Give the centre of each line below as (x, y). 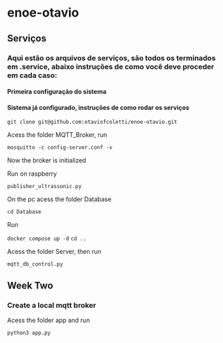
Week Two (30, 285)
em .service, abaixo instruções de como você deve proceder (111, 66)
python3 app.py (29, 333)
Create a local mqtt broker (52, 305)
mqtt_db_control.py (35, 264)
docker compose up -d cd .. (47, 239)
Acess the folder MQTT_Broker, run (57, 135)
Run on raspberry (32, 174)
